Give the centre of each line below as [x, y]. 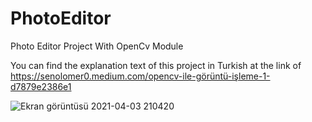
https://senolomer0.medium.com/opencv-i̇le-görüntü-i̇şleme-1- [140, 76]
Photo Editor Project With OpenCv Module [97, 46]
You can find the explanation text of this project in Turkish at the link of [156, 65]
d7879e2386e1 [41, 86]
